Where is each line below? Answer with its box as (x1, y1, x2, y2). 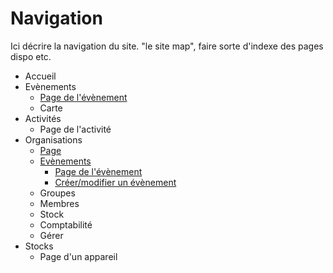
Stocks (24, 240, 54, 252)
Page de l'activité (39, 123, 112, 135)
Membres (39, 197, 80, 209)
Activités (24, 112, 62, 124)
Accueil (24, 70, 57, 82)
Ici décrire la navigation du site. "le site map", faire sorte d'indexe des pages (10, 40, 324, 52)
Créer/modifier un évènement (54, 176, 177, 188)
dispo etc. (10, 50, 52, 62)
